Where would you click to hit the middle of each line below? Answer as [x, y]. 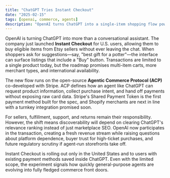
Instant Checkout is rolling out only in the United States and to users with [81, 154]
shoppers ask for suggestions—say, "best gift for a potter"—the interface [82, 55]
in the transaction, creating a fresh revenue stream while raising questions [82, 133]
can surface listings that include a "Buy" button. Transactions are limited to [83, 60]
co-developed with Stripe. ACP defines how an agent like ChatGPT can [79, 86]
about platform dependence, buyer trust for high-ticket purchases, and [79, 139]
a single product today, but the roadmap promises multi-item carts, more [81, 65]
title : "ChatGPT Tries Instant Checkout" [50, 10]
